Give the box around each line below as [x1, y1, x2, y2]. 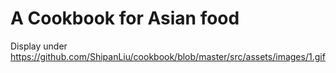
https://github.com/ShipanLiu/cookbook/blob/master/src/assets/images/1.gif [10, 50, 326, 62]
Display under [10, 40, 68, 52]
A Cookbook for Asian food [10, 7, 240, 30]
